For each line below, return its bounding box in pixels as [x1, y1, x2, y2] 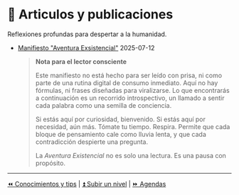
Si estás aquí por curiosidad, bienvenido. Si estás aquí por [35, 115, 206, 123]
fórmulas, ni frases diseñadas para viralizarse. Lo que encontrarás [35, 86, 230, 94]
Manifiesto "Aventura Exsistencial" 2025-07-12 [17, 43, 155, 52]
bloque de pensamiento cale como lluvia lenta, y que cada [35, 130, 206, 138]
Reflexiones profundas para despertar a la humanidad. [7, 30, 167, 38]
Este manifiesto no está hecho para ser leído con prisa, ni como [35, 71, 223, 79]
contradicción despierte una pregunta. [35, 138, 149, 146]
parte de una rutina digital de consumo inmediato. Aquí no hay [35, 78, 218, 87]
